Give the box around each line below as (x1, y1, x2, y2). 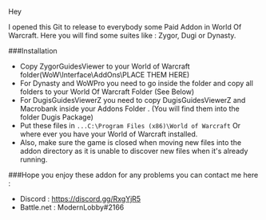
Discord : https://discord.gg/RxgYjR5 (19, 194, 141, 203)
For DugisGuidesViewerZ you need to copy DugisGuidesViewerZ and (19, 96, 246, 104)
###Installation (8, 46, 58, 55)
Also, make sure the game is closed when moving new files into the (19, 138, 242, 147)
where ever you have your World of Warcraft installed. (19, 129, 198, 139)
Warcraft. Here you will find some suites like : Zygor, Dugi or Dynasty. (8, 31, 236, 40)
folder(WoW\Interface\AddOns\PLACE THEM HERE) (19, 70, 190, 79)
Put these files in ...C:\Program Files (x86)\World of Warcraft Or (19, 121, 241, 130)
